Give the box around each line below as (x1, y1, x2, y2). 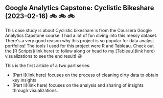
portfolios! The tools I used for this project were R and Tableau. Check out (5, 43, 154, 49)
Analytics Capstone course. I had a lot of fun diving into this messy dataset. (5, 33, 158, 38)
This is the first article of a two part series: (5, 63, 91, 68)
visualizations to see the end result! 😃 (5, 53, 82, 59)
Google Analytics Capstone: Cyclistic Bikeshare (5, 4, 154, 12)
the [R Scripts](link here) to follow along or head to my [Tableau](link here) (5, 48, 155, 54)
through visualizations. (12, 87, 58, 93)
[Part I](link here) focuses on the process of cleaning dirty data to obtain (12, 72, 159, 78)
